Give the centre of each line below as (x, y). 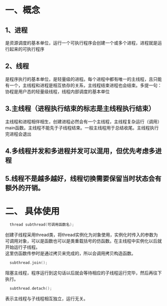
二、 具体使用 (32, 211)
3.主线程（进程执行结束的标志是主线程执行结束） (80, 109)
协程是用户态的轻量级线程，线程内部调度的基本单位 (57, 91)
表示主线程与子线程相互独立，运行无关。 (46, 299)
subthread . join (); (29, 263)
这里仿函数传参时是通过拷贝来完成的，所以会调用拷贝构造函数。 (70, 253)
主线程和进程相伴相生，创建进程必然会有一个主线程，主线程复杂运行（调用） (83, 122)
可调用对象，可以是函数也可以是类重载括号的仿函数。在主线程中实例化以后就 (83, 241)
